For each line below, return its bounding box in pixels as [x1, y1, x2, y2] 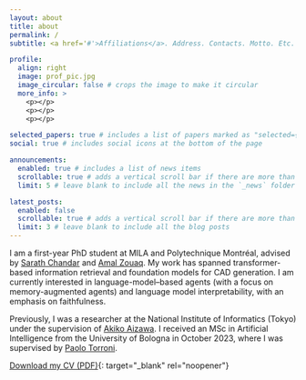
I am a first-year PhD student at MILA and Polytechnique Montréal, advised [9, 247, 291, 258]
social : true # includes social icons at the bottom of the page [9, 139, 262, 148]
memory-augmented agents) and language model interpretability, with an [9, 286, 284, 296]
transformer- [232, 257, 281, 268]
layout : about [9, 13, 64, 23]
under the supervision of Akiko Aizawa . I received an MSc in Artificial [9, 324, 269, 334]
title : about [9, 22, 59, 31]
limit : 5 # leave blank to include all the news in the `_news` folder [17, 181, 296, 190]
